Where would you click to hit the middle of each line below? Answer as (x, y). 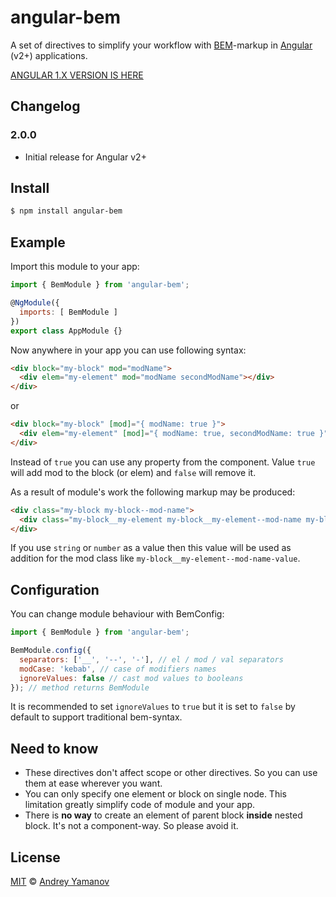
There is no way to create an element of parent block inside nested (163, 815)
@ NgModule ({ (35, 303)
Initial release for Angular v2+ (85, 157)
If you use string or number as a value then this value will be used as (151, 548)
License (35, 857)
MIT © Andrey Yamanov (60, 882)
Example (38, 242)
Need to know (54, 748)
